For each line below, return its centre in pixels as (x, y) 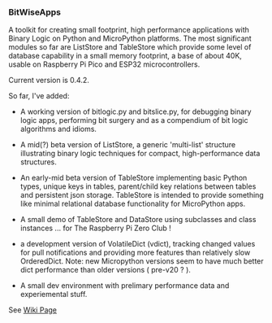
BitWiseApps (35, 12)
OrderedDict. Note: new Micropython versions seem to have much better (142, 261)
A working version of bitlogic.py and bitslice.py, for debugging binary (136, 111)
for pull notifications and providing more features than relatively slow (135, 253)
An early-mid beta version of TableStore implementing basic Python (134, 178)
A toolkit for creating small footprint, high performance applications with (129, 30)
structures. (38, 162)
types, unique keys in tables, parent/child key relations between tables (138, 186)
